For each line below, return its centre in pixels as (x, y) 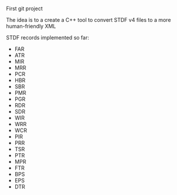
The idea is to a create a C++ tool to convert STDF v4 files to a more (88, 20)
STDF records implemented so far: (48, 37)
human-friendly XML (31, 26)
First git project (24, 9)
